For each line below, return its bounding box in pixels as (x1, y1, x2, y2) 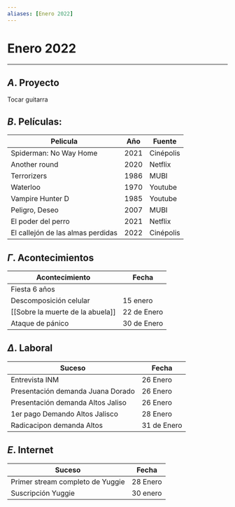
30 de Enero (122, 319, 164, 328)
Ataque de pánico (10, 319, 69, 328)
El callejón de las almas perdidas (10, 228, 117, 238)
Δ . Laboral (7, 342, 53, 354)
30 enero (131, 488, 162, 498)
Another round (10, 160, 59, 169)
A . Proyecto (7, 76, 59, 88)
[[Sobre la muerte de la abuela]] (10, 307, 116, 317)
